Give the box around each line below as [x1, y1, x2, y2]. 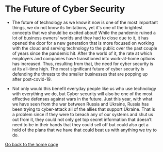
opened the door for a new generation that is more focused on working [12, 40, 154, 46]
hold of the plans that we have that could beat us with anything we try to [12, 127, 157, 133]
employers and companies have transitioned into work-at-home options [12, 55, 156, 61]
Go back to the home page [5, 141, 59, 147]
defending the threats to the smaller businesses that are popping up [12, 71, 148, 77]
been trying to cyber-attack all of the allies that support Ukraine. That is [12, 106, 155, 112]
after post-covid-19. [12, 76, 52, 82]
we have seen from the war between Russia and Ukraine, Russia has [12, 101, 149, 107]
